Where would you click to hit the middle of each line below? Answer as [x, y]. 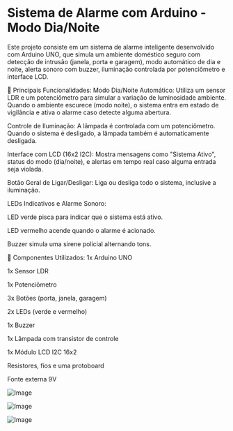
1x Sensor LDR [28, 271]
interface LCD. [28, 76]
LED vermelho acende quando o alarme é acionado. [82, 230]
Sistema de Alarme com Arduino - [107, 13]
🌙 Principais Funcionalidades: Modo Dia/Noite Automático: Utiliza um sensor [116, 90]
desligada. [22, 140]
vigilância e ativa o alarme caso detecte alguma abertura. [89, 112]
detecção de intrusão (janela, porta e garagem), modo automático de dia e [114, 61]
